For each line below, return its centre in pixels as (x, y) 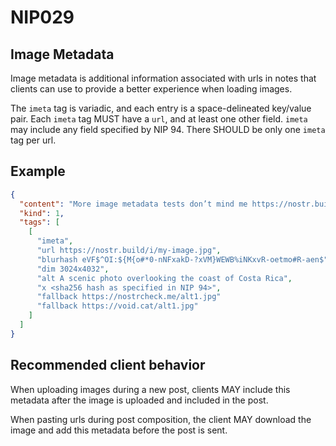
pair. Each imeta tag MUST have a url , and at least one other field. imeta (159, 119)
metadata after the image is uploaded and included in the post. (139, 400)
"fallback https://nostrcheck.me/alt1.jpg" (129, 297)
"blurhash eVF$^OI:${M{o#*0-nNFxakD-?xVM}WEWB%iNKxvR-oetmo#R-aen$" (182, 259)
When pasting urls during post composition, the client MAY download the (161, 419)
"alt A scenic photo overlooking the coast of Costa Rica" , (164, 278)
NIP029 (42, 17)
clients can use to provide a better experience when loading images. (151, 89)
